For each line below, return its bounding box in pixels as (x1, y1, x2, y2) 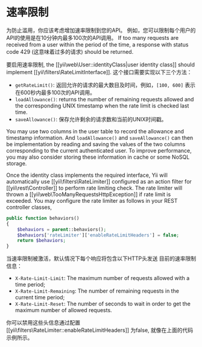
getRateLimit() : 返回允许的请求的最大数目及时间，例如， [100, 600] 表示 (14, 81, 196, 88)
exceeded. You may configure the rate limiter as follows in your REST (6, 197, 178, 204)
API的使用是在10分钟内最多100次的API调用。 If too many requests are (6, 34, 179, 41)
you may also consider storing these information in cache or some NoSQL (6, 153, 190, 161)
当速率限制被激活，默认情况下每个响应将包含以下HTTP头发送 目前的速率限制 (6, 255, 197, 263)
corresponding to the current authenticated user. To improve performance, (6, 147, 192, 154)
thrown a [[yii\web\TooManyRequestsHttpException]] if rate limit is (6, 191, 171, 198)
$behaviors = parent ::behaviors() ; (17, 226, 107, 232)
